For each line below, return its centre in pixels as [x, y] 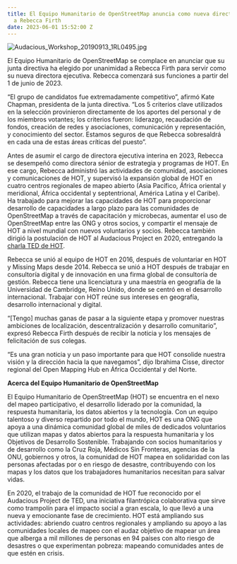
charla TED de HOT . [36, 246]
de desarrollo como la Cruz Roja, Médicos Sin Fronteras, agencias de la [111, 450]
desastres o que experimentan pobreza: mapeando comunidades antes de [116, 546]
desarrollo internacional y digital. [55, 305]
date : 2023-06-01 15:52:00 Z [50, 27]
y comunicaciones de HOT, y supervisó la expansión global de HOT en [110, 178]
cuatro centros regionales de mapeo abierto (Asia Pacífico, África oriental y [117, 186]
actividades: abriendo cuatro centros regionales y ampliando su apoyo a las [117, 523]
